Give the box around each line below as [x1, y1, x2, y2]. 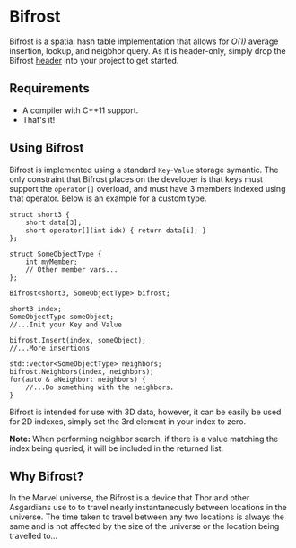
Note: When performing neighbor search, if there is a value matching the [9, 433, 279, 444]
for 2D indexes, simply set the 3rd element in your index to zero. [9, 415, 247, 427]
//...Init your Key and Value [9, 320, 123, 329]
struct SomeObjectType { [9, 249, 102, 258]
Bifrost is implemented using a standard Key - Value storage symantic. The [9, 164, 279, 175]
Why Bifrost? [9, 468, 84, 483]
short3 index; [9, 304, 63, 313]
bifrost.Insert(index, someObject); [9, 335, 146, 344]
